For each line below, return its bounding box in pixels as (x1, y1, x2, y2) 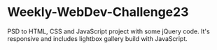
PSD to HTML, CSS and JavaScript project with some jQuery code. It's (7, 27, 210, 35)
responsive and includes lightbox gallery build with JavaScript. (7, 34, 188, 42)
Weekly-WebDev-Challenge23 (7, 4, 189, 20)
